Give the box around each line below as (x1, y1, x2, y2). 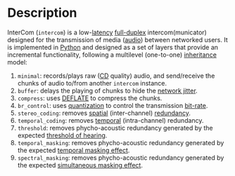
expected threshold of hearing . (17, 131, 108, 140)
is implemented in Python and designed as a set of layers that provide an (7, 43, 219, 51)
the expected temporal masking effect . (17, 146, 130, 154)
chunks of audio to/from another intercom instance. (17, 79, 167, 87)
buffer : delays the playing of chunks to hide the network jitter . (17, 86, 198, 95)
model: (7, 57, 27, 66)
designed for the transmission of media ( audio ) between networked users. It (7, 35, 228, 43)
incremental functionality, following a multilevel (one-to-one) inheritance (7, 50, 217, 59)
